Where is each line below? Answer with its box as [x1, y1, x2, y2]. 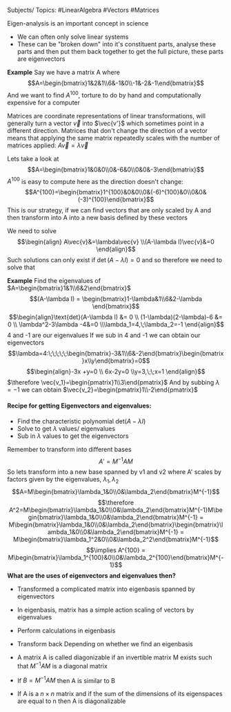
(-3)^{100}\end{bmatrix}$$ [77, 195, 154, 203]
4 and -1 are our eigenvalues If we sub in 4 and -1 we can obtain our [7, 331, 201, 340]
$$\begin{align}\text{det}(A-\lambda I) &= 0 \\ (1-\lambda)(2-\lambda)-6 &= [9, 313, 223, 321]
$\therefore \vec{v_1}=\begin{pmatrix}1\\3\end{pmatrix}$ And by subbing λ [7, 378, 220, 387]
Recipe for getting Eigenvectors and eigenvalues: [7, 401, 152, 410]
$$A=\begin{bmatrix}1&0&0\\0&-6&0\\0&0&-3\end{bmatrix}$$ [27, 165, 205, 174]
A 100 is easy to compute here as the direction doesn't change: [7, 176, 184, 185]
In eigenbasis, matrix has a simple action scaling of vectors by [17, 605, 194, 614]
